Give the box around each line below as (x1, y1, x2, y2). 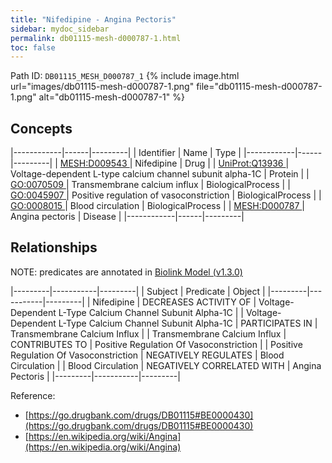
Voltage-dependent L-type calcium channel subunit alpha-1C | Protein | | (10, 168, 310, 180)
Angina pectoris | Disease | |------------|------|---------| (10, 211, 245, 223)
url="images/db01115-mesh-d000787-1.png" (10, 81, 195, 93)
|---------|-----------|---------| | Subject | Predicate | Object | (10, 285, 266, 297)
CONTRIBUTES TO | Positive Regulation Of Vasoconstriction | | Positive (10, 338, 303, 350)
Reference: (10, 389, 56, 401)
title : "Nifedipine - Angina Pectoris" (10, 14, 177, 25)
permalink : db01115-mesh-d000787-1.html (10, 33, 182, 43)
